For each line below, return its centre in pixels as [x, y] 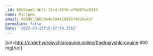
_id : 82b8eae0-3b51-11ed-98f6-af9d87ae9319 [52, 10]
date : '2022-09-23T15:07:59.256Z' [42, 28]
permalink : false [23, 24]
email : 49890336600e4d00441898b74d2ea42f [49, 19]
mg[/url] [14, 48]
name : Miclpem [20, 14]
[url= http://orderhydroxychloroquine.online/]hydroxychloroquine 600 [77, 42]
